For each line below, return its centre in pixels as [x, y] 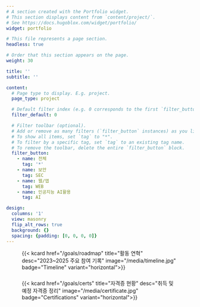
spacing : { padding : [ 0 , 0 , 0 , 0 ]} [54, 236]
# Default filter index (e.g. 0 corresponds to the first [85, 110]
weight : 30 [20, 61]
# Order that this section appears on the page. [68, 55]
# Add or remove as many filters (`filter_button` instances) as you [99, 131]
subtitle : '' [22, 77]
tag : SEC [33, 175]
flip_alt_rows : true [37, 224]
